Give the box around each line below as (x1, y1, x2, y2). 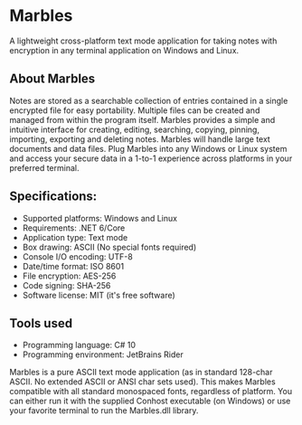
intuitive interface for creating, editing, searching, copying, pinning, (9, 124, 260, 135)
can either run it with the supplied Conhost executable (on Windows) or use (9, 395, 291, 407)
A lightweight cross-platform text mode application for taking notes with (9, 35, 278, 46)
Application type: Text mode (22, 231, 128, 242)
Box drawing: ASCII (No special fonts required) (22, 241, 197, 252)
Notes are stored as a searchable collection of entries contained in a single (9, 95, 288, 106)
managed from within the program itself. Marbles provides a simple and (9, 114, 276, 125)
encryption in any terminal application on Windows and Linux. (9, 44, 240, 55)
